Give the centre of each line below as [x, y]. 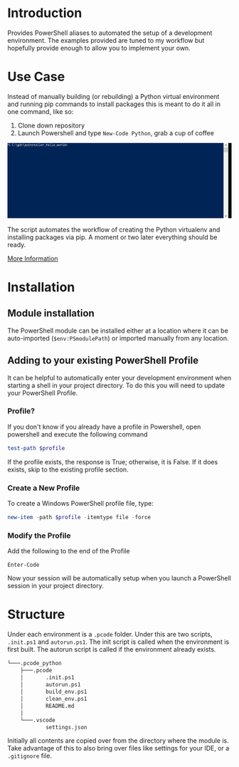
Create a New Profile [44, 488]
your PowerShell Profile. [43, 392]
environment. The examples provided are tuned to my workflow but [106, 40]
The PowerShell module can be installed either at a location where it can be [118, 330]
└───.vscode [38, 721]
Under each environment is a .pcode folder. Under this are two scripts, [110, 635]
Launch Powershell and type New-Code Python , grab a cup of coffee [116, 132]
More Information [33, 259]
